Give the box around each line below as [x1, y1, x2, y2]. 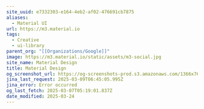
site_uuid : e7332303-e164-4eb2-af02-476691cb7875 [6, 8, 135, 15]
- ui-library [12, 43, 45, 49]
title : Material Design [6, 65, 67, 71]
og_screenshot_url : [6, 71, 56, 77]
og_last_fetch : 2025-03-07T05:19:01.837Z [6, 88, 113, 94]
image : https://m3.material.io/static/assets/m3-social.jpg [6, 54, 162, 60]
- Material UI [12, 20, 47, 26]
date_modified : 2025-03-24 [6, 93, 75, 99]
